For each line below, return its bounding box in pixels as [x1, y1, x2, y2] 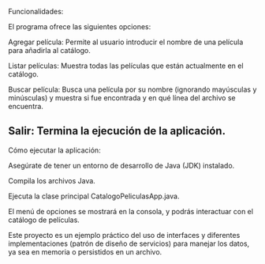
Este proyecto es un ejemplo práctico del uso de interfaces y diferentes [8, 230, 241, 239]
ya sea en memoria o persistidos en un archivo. [8, 247, 162, 256]
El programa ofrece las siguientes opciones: [8, 22, 151, 31]
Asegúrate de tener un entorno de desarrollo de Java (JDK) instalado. [8, 160, 235, 170]
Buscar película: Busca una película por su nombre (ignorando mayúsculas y [8, 85, 257, 94]
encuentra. [8, 102, 43, 111]
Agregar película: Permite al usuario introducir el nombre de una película [8, 37, 244, 47]
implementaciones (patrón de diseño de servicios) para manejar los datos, [8, 239, 250, 248]
